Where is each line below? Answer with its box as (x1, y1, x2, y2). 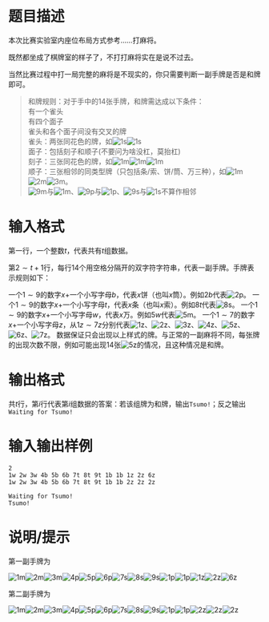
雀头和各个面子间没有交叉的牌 (27, 126, 126, 136)
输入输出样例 (8, 438, 94, 455)
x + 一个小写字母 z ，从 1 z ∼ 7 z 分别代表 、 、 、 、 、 (8, 320, 245, 329)
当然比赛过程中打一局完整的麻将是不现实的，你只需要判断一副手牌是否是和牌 (8, 69, 261, 79)
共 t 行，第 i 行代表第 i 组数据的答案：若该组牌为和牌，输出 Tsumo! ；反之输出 (8, 398, 247, 409)
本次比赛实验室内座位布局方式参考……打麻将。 (8, 35, 162, 45)
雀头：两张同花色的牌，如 (27, 136, 113, 146)
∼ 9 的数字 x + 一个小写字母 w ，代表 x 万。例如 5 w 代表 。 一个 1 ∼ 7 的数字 (8, 309, 255, 319)
